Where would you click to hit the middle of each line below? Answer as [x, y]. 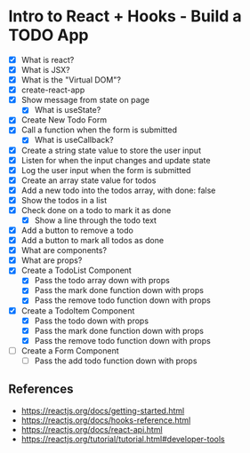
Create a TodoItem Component [78, 310]
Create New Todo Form [64, 120]
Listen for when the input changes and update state [116, 160]
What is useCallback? [74, 140]
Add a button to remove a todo [77, 230]
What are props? [52, 260]
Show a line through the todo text [96, 220]
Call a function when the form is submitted [99, 130]
